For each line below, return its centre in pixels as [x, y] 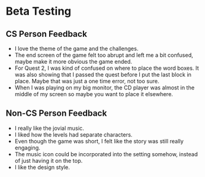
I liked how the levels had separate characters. [73, 134]
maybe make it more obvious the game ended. [73, 62]
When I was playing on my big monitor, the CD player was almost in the [104, 88]
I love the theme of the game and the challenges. [76, 48]
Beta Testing [39, 11]
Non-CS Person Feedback [56, 114]
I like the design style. [42, 167]
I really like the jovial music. [49, 128]
